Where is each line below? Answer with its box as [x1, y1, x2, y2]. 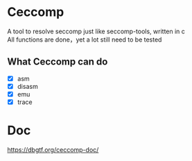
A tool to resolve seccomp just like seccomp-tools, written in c [7, 27, 186, 35]
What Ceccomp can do [7, 56, 108, 68]
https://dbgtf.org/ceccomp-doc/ [7, 145, 99, 153]
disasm [17, 82, 38, 90]
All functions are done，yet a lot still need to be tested [7, 35, 162, 44]
